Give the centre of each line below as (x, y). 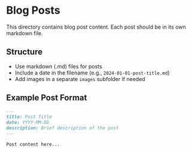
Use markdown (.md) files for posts (59, 66)
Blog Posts (33, 10)
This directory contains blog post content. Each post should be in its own (96, 27)
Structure (25, 52)
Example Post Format (47, 98)
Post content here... (33, 144)
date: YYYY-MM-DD (28, 123)
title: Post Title (29, 117)
